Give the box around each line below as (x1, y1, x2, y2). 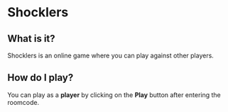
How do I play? (7, 72, 74, 84)
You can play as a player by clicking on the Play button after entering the (7, 90, 222, 99)
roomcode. (7, 98, 40, 106)
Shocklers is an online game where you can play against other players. (7, 51, 215, 60)
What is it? (7, 33, 55, 45)
